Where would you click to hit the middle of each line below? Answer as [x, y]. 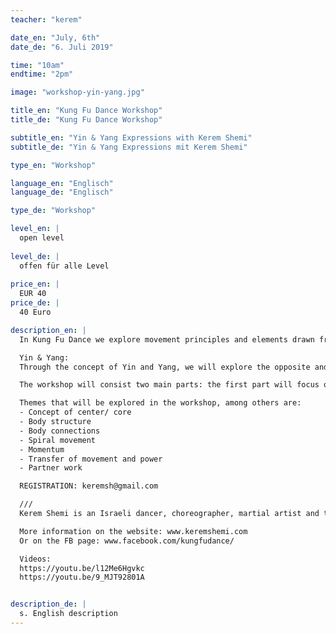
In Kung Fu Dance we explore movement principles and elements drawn [167, 339]
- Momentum [42, 449]
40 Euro [35, 312]
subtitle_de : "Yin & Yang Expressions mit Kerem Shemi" [129, 147]
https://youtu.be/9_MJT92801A [82, 577]
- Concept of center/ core [75, 412]
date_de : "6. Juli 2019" [62, 47]
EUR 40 [33, 294]
